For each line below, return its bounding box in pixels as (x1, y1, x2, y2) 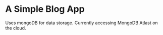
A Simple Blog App (5, 3, 85, 15)
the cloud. (5, 25, 26, 31)
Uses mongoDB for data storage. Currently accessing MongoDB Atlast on (5, 20, 158, 26)
